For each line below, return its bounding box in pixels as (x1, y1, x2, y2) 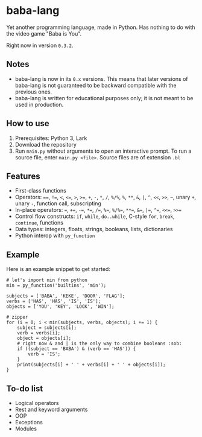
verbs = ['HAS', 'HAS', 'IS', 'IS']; (6, 298, 101, 305)
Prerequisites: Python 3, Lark (14, 134, 87, 142)
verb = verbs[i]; (17, 330, 61, 336)
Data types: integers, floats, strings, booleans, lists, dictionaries (14, 226, 173, 233)
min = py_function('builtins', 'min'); (6, 282, 107, 289)
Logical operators (14, 400, 59, 406)
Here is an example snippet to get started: (6, 266, 110, 273)
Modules (14, 425, 37, 432)
